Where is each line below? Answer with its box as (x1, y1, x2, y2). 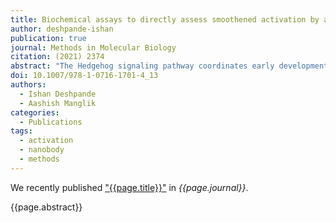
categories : (10, 107, 60, 118)
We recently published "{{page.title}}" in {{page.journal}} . (10, 181, 249, 193)
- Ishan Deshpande (19, 89, 97, 99)
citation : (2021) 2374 (10, 52, 105, 62)
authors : (10, 80, 47, 90)
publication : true (10, 33, 87, 43)
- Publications (19, 117, 83, 127)
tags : (10, 126, 33, 136)
